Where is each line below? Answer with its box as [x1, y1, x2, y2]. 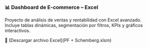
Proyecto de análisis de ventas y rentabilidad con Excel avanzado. [5, 17, 142, 23]
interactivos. [5, 27, 31, 33]
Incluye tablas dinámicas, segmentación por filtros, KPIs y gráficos [5, 22, 143, 28]
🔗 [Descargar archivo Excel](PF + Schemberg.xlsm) [5, 37, 112, 43]
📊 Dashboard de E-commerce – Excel [5, 3, 99, 10]
